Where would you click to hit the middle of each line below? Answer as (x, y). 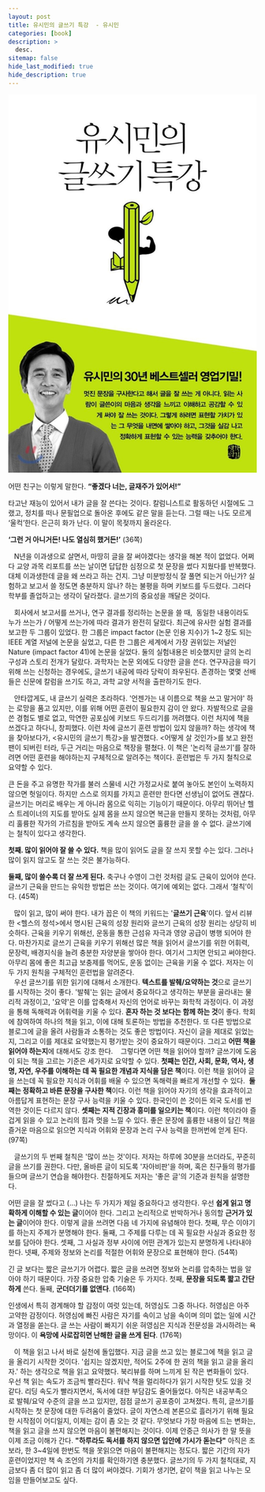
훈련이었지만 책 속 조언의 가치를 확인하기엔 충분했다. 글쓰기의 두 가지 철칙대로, (128, 1460)
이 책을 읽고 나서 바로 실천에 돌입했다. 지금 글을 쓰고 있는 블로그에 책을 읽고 (129, 1352)
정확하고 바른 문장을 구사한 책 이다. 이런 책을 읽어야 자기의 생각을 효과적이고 (138, 1090)
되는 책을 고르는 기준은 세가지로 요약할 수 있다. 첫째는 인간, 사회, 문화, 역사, (131, 1061)
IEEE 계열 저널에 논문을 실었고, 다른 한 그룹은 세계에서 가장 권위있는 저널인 (122, 642)
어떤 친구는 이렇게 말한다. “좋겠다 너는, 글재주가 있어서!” (95, 486)
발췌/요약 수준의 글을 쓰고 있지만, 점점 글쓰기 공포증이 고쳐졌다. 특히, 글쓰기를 (135, 1401)
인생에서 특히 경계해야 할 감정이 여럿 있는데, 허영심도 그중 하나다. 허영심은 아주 (129, 1305)
